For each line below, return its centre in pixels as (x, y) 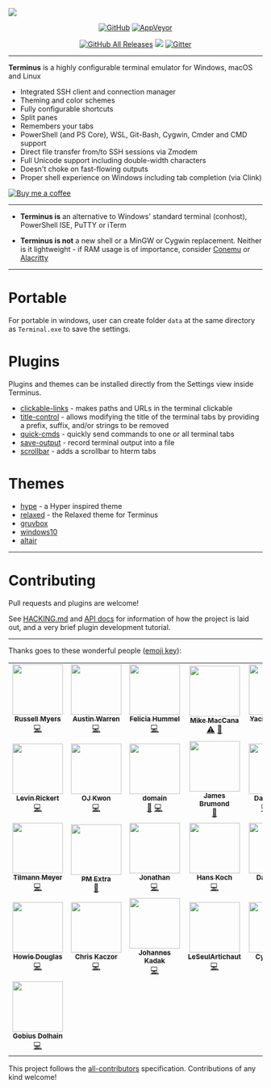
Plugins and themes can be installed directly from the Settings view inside (131, 384)
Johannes (154, 952)
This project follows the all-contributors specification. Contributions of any (132, 1068)
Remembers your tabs (57, 126)
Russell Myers (38, 718)
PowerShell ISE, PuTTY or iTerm (73, 225)
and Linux (25, 76)
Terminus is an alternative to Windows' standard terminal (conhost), (133, 216)
